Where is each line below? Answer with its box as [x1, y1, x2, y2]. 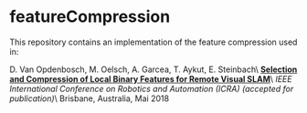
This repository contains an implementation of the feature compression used [9, 36, 298, 47]
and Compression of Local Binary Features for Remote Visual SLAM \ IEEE [9, 73, 292, 84]
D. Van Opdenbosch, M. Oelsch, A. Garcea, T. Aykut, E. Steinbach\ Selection [9, 64, 298, 75]
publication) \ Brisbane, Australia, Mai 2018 [9, 93, 170, 104]
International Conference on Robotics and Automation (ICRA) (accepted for [9, 83, 294, 94]
